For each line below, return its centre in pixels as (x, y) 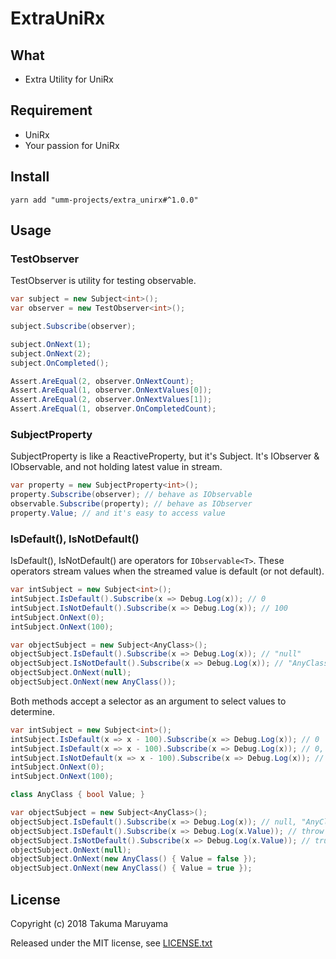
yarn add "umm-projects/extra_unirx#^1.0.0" (104, 200)
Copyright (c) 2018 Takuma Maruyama (89, 923)
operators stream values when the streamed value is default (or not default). (167, 571)
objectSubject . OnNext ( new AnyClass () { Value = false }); (133, 859)
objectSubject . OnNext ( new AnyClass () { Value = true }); (131, 868)
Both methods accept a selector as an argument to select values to (148, 701)
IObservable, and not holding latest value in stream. (116, 467)
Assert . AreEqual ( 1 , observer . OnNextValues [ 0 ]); (111, 390)
